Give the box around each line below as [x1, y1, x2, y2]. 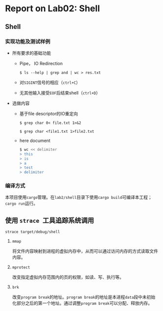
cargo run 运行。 [5, 200, 38, 206]
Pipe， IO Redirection [19, 60, 63, 66]
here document [19, 138, 50, 144]
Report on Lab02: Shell [5, 3, 100, 14]
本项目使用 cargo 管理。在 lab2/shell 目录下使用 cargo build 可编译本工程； [5, 194, 153, 200]
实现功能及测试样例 [5, 38, 50, 45]
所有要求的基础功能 [12, 50, 51, 56]
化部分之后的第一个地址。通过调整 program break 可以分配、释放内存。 [12, 300, 153, 306]
